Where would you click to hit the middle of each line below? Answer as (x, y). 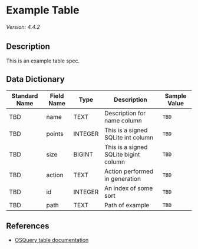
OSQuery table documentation (52, 240)
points (55, 134)
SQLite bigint (122, 154)
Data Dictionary (35, 79)
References (28, 226)
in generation (123, 178)
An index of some (128, 188)
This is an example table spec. (43, 61)
